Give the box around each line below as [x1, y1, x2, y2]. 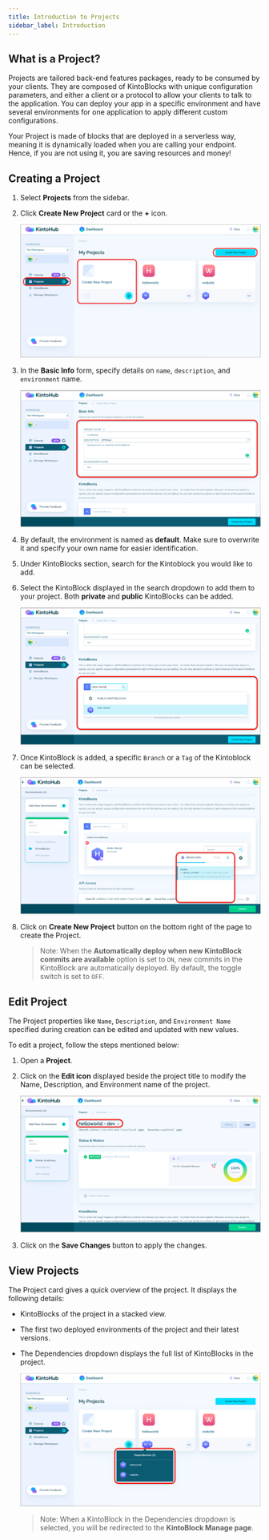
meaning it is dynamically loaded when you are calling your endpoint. [8, 140, 237, 150]
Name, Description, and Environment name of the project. [19, 1080, 211, 1089]
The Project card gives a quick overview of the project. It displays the [8, 1285, 238, 1295]
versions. [19, 1333, 50, 1343]
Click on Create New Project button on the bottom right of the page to [19, 922, 252, 932]
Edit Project [8, 994, 68, 1009]
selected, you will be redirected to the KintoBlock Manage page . [39, 1522, 254, 1532]
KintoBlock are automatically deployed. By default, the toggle [39, 963, 242, 973]
